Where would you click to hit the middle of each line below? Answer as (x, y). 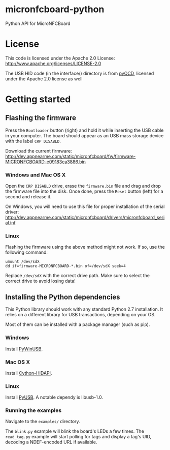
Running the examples (33, 410)
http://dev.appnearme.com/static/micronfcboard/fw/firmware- (71, 156)
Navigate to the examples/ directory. (43, 422)
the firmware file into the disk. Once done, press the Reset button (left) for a (84, 191)
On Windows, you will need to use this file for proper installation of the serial (85, 206)
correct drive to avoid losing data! (41, 281)
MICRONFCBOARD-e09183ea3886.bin (46, 162)
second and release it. (28, 197)
